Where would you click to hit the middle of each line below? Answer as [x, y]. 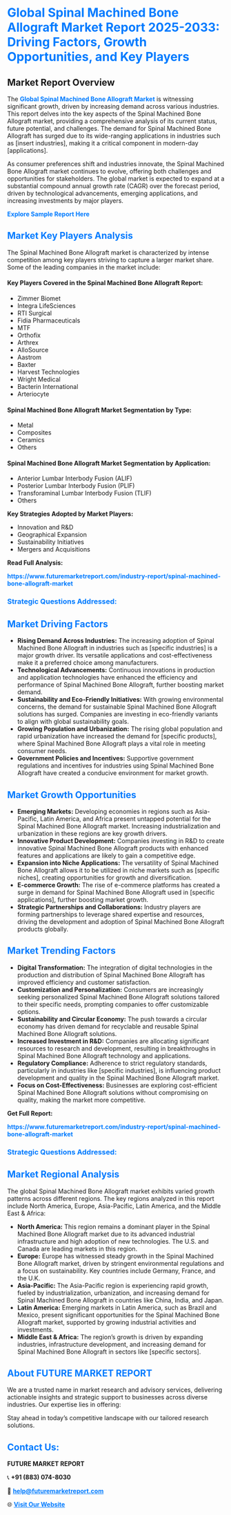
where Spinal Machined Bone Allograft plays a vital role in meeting [111, 744]
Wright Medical [39, 379]
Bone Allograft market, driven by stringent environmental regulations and [120, 1263]
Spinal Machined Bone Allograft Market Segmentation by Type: [99, 410]
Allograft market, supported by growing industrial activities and [107, 1322]
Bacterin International [48, 387]
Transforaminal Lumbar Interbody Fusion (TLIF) [84, 493]
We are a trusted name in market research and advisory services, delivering [115, 1390]
